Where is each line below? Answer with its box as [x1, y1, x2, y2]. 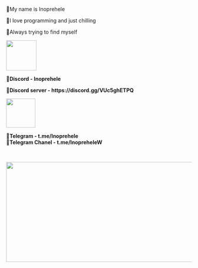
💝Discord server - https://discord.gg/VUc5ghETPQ [6, 87, 134, 94]
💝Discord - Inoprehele [6, 76, 61, 82]
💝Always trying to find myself [6, 28, 78, 35]
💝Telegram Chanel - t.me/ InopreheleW [6, 139, 103, 146]
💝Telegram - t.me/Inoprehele [6, 133, 78, 139]
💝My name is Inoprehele [6, 6, 65, 12]
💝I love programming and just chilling [6, 17, 96, 24]
